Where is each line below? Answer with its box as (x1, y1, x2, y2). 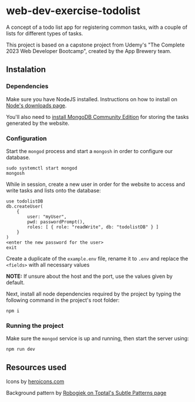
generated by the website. (6, 119, 69, 127)
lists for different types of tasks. (6, 29, 83, 36)
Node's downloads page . (6, 102, 67, 109)
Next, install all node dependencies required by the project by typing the (6, 290, 181, 297)
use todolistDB (6, 198, 43, 204)
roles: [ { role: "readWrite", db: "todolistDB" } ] (27, 224, 159, 230)
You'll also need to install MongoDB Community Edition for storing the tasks (6, 113, 189, 120)
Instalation (6, 65, 46, 75)
